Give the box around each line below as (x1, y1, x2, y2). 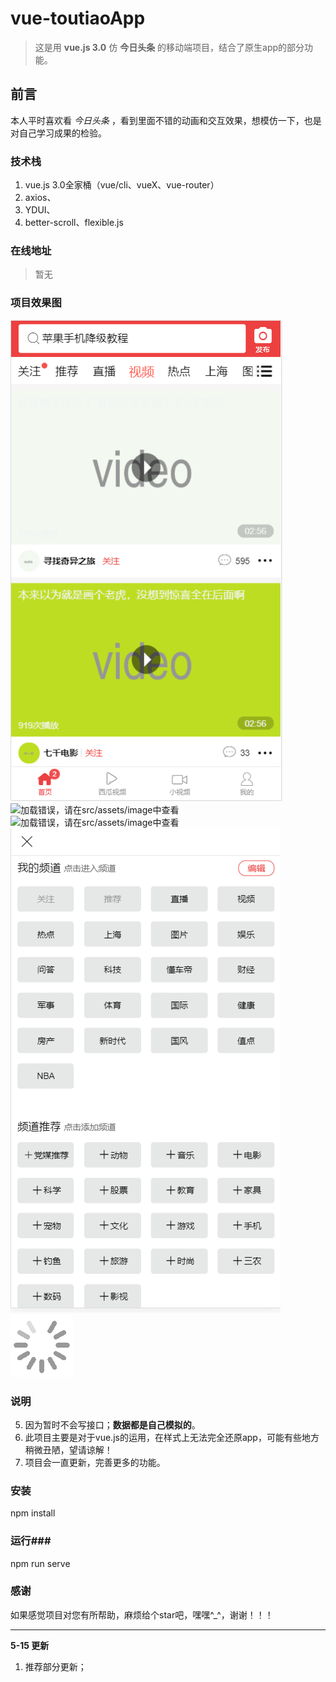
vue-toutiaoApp (10, 7, 146, 30)
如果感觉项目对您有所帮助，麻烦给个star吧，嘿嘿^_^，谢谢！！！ (10, 1608, 274, 1621)
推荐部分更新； (24, 1660, 87, 1672)
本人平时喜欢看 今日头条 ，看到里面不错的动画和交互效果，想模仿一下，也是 (10, 114, 322, 126)
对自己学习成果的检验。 (10, 127, 107, 139)
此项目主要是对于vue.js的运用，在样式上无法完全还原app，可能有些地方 (24, 1431, 320, 1443)
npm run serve (10, 1557, 71, 1569)
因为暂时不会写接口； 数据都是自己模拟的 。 (24, 1418, 201, 1431)
